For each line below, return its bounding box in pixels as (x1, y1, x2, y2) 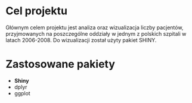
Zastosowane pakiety (5, 58, 116, 71)
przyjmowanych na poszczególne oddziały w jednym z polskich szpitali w (5, 30, 187, 37)
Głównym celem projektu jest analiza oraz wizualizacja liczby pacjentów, (5, 24, 184, 31)
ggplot (14, 89, 30, 96)
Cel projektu (5, 4, 68, 18)
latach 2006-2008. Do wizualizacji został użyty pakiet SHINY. (5, 36, 157, 43)
